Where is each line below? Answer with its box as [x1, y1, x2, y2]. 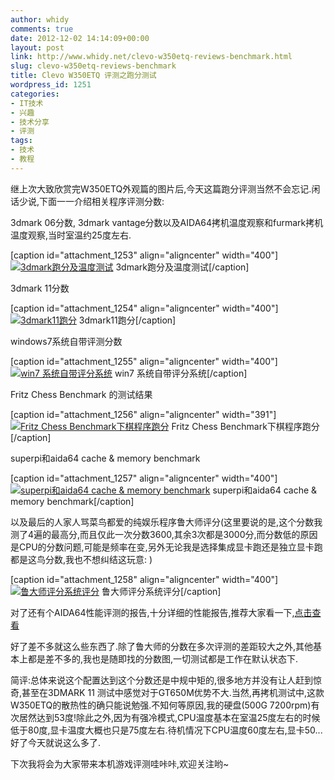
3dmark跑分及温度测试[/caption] [115, 261, 250, 273]
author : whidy [10, 14, 70, 25]
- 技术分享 [10, 117, 50, 127]
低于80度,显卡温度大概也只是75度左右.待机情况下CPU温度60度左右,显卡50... [10, 724, 323, 736]
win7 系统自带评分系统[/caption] [114, 367, 248, 379]
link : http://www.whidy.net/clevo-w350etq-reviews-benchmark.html [10, 52, 293, 62]
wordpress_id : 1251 [10, 80, 92, 90]
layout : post [10, 42, 65, 53]
